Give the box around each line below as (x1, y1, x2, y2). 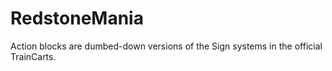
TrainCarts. (10, 50, 57, 62)
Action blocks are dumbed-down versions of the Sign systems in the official (10, 40, 323, 52)
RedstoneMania (10, 7, 144, 30)
